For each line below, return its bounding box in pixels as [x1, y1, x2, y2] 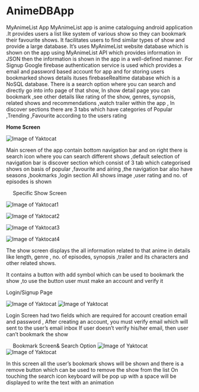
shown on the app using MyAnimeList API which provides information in [6, 49, 181, 56]
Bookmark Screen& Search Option [12, 342, 97, 349]
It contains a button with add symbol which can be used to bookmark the [6, 271, 184, 278]
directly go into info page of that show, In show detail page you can [6, 87, 171, 94]
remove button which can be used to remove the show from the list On [6, 366, 178, 373]
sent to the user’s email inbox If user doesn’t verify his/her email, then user [6, 324, 188, 332]
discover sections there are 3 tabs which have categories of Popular [6, 106, 173, 113]
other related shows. [6, 259, 56, 266]
